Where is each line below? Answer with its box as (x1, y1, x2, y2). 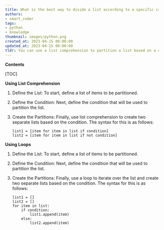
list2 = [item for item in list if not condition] (12, 133, 118, 138)
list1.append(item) (30, 212, 69, 217)
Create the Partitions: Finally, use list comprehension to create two (12, 114, 146, 120)
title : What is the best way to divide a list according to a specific (5, 7, 154, 12)
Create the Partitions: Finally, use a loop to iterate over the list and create (12, 175, 159, 181)
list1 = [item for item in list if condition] (12, 128, 109, 133)
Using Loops (5, 141, 31, 147)
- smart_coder (5, 16, 34, 21)
